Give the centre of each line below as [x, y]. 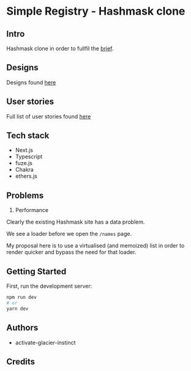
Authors [22, 328]
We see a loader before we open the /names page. [69, 234]
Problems [25, 195]
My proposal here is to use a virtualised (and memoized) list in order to [95, 246]
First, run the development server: [49, 286]
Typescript [29, 156]
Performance [32, 210]
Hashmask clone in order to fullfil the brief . [60, 48]
